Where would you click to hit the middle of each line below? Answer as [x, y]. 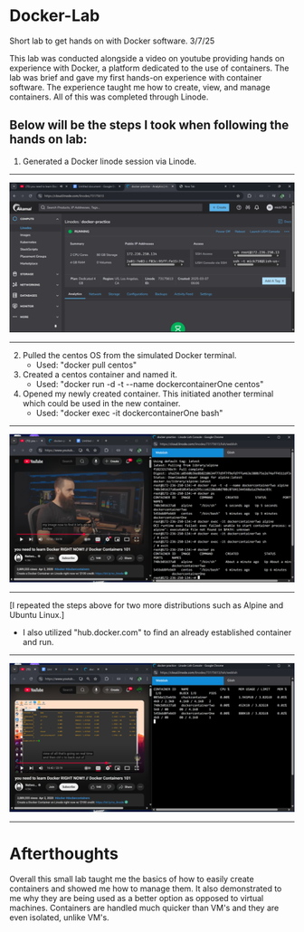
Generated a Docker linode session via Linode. [109, 161]
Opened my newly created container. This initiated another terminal [148, 394]
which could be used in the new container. [101, 403]
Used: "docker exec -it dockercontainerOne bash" [129, 413]
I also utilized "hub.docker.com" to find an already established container [157, 632]
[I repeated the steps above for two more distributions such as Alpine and [147, 605]
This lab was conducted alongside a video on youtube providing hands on [147, 58]
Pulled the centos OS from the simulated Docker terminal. [129, 355]
